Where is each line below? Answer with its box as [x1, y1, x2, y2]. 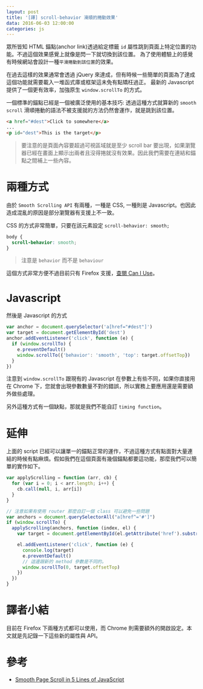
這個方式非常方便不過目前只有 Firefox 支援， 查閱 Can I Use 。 [6, 270, 158, 277]
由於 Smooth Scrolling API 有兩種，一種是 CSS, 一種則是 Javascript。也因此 [6, 201, 196, 209]
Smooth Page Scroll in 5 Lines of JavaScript [14, 676, 124, 683]
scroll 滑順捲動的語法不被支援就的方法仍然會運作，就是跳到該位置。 [6, 106, 178, 114]
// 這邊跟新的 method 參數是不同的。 [22, 558, 107, 564]
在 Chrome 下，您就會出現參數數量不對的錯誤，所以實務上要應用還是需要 [6, 382, 188, 390]
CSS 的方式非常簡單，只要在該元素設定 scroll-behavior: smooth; [6, 221, 170, 229]
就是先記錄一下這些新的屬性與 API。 [11, 632, 101, 639]
